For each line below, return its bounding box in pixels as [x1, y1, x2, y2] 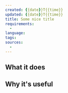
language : [5, 30, 26, 35]
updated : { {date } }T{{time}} [5, 12, 64, 17]
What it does [5, 63, 46, 71]
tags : [5, 35, 16, 40]
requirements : [5, 21, 35, 26]
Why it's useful [5, 80, 53, 88]
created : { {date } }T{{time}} [5, 7, 64, 12]
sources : [5, 40, 23, 45]
